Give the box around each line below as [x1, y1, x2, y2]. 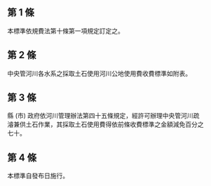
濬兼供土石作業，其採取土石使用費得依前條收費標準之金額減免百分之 [7, 120, 204, 128]
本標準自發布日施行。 [7, 171, 69, 180]
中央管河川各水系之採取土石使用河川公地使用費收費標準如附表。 [7, 69, 191, 77]
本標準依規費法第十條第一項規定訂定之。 [7, 27, 124, 35]
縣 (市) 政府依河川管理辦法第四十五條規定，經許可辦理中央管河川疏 [7, 112, 200, 120]
